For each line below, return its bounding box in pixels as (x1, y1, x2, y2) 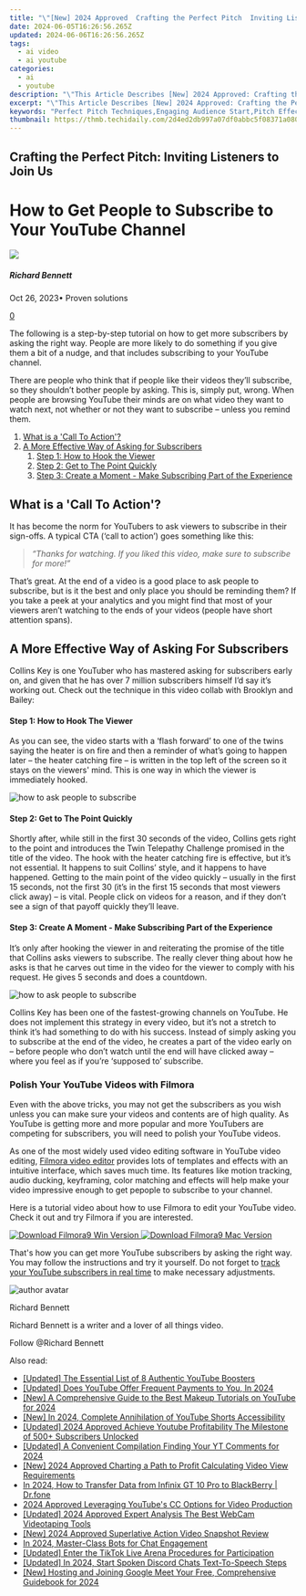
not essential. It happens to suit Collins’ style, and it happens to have (9, 862, 267, 873)
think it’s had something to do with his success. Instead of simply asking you (9, 1026, 297, 1037)
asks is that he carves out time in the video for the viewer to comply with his (9, 961, 295, 972)
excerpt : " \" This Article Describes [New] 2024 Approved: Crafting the (9, 98, 287, 108)
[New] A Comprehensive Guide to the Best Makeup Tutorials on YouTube (22, 1391, 296, 1402)
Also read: (9, 1355, 48, 1366)
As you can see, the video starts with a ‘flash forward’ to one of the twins (9, 736, 284, 747)
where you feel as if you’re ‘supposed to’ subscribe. (9, 1055, 204, 1066)
